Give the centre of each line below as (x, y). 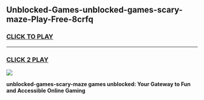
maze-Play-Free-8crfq (50, 20)
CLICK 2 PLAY (27, 59)
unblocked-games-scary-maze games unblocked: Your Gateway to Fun (99, 84)
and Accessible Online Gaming (46, 90)
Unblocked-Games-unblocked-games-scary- (95, 10)
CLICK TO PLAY (30, 37)
